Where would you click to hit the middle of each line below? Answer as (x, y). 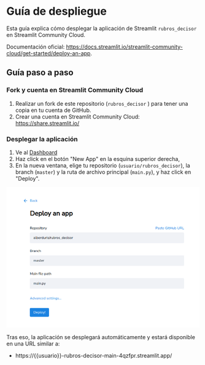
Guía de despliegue (57, 11)
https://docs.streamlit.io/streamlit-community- (124, 47)
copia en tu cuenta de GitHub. (53, 110)
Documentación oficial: (36, 47)
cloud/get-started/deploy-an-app (48, 53)
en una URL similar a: (33, 343)
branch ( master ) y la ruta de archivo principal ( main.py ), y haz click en (103, 172)
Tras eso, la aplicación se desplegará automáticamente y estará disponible (101, 337)
